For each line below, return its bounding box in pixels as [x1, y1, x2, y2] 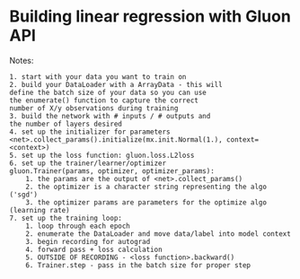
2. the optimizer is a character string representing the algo [25, 182, 268, 191]
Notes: [9, 55, 34, 65]
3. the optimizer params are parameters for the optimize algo [25, 197, 268, 207]
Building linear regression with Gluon [9, 6, 292, 27]
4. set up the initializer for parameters [9, 127, 171, 136]
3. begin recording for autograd [25, 237, 151, 246]
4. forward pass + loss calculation [25, 245, 163, 254]
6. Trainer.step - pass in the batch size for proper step [25, 260, 251, 270]
